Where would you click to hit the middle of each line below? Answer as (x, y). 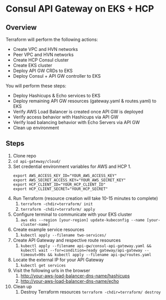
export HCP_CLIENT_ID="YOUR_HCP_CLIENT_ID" (59, 185)
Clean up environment (36, 128)
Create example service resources (49, 229)
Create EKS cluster (32, 65)
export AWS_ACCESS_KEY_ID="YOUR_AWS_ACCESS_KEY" (65, 175)
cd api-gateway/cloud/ (37, 161)
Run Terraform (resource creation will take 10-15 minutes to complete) (85, 198)
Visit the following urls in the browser (51, 270)
